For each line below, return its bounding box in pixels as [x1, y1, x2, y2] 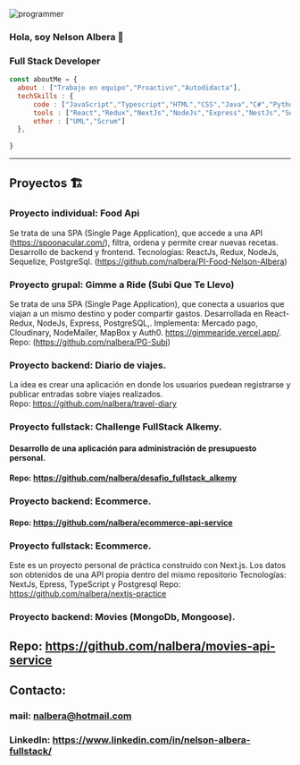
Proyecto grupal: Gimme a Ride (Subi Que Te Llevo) [9, 278, 235, 291]
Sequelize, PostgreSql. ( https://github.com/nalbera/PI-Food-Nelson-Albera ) [9, 256, 287, 267]
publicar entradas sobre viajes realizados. [9, 389, 163, 400]
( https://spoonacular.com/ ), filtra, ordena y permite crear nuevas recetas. [9, 237, 279, 248]
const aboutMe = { [9, 75, 78, 84]
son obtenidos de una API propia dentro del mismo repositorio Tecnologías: [9, 569, 287, 581]
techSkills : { [17, 91, 74, 100]
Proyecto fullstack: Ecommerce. [9, 540, 152, 552]
